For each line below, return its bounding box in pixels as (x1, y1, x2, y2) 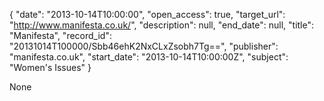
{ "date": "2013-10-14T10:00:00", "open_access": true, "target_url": (9, 9, 286, 20)
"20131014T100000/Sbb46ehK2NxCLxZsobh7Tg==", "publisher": (9, 40, 279, 52)
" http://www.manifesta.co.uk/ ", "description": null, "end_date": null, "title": (9, 19, 315, 31)
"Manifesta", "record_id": (9, 30, 112, 41)
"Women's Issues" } (9, 62, 92, 73)
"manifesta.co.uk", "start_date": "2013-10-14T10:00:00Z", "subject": (9, 51, 289, 63)
